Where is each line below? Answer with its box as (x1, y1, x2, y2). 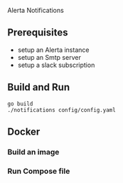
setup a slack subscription (17, 61, 95, 69)
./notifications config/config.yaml (7, 106, 116, 113)
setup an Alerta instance (17, 46, 90, 54)
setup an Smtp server (17, 53, 82, 61)
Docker (7, 126, 41, 138)
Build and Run (7, 81, 70, 93)
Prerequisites (7, 26, 68, 38)
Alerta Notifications (7, 6, 64, 14)
